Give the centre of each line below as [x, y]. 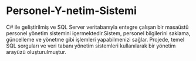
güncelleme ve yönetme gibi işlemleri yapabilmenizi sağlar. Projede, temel [95, 39]
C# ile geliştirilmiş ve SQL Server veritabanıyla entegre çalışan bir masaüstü [97, 27]
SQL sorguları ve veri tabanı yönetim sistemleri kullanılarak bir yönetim [91, 46]
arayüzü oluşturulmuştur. [36, 52]
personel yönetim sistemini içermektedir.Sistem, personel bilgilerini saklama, [98, 33]
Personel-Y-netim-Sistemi [71, 11]
